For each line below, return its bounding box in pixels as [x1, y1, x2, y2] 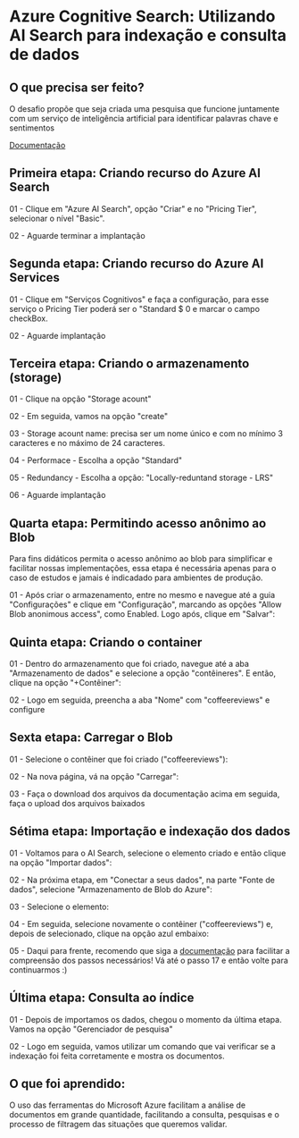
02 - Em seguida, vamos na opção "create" [9, 411, 168, 422]
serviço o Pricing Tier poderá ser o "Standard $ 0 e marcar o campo [9, 303, 261, 314]
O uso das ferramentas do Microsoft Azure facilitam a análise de [9, 1100, 246, 1110]
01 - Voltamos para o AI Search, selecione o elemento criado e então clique [9, 847, 287, 858]
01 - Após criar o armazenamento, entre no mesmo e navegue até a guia [9, 590, 276, 601]
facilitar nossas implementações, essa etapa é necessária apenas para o [9, 563, 277, 574]
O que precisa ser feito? [9, 80, 145, 95]
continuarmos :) [9, 964, 68, 975]
